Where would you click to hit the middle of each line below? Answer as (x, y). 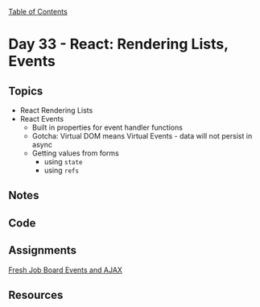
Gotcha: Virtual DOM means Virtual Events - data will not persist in (142, 136)
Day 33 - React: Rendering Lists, (118, 44)
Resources (36, 295)
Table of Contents (38, 12)
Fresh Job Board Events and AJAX (66, 270)
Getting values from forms (75, 153)
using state (63, 162)
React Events (42, 119)
